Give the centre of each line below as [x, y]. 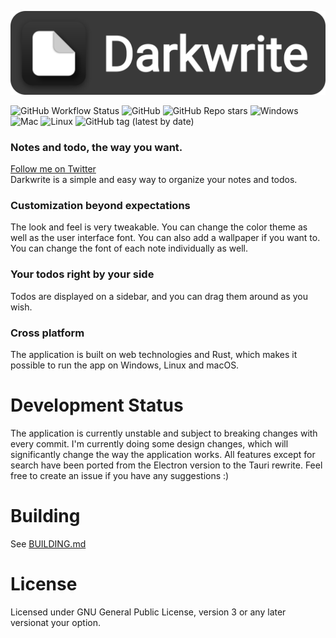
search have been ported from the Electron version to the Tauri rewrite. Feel [166, 465]
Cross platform [47, 333]
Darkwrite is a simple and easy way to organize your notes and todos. [154, 180]
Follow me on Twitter [53, 169]
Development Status [97, 405]
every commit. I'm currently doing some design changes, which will [149, 444]
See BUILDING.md [48, 543]
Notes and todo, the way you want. [96, 147]
